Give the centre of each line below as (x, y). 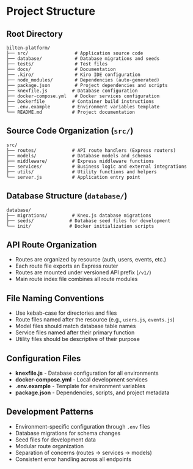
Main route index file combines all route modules (76, 279)
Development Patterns (50, 412)
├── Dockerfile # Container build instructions (80, 102)
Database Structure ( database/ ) (67, 196)
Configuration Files (44, 358)
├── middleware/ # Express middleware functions (80, 161)
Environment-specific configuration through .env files (82, 426)
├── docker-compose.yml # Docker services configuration (83, 96)
